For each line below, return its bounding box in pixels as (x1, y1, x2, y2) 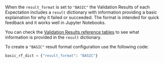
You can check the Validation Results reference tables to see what (5, 29, 139, 35)
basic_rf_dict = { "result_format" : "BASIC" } (5, 53, 98, 58)
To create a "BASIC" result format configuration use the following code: (5, 44, 149, 49)
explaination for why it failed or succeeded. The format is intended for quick (5, 15, 159, 20)
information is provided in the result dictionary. (5, 34, 102, 40)
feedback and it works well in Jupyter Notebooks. (5, 20, 106, 25)
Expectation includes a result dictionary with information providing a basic (5, 9, 158, 15)
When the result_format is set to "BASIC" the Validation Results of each (5, 4, 150, 10)
